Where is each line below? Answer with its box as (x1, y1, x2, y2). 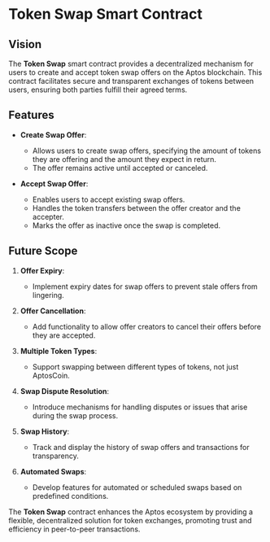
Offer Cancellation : (20, 306, 86, 316)
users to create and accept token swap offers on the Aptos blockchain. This (8, 68, 263, 77)
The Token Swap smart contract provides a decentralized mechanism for (8, 59, 254, 68)
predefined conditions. (32, 491, 109, 500)
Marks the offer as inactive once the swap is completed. (32, 221, 221, 230)
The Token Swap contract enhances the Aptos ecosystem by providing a (8, 506, 254, 517)
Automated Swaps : (20, 466, 87, 476)
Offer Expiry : (20, 265, 65, 275)
